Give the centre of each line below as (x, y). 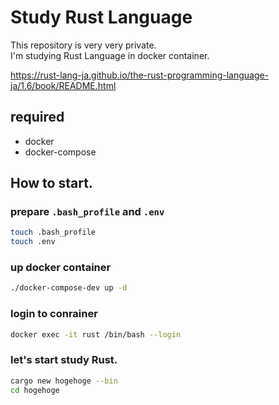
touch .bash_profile (53, 232)
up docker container (61, 268)
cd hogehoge (35, 390)
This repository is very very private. (83, 45)
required (37, 117)
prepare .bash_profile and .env (87, 212)
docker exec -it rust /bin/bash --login (96, 334)
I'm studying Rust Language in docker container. (110, 55)
